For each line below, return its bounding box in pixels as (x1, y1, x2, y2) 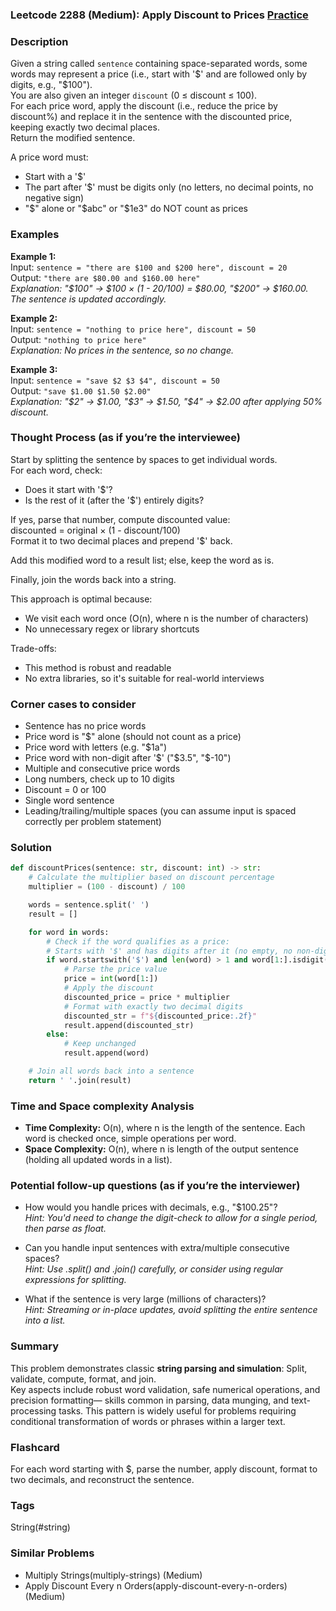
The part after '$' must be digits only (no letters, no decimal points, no (24, 181, 314, 193)
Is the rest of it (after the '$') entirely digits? (24, 494, 205, 506)
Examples (10, 228, 60, 242)
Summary (10, 1339, 60, 1353)
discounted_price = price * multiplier (63, 992, 230, 1002)
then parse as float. (24, 1223, 107, 1235)
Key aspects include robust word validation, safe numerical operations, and (10, 1383, 321, 1395)
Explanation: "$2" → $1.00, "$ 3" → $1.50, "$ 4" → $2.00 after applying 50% (10, 395, 323, 407)
